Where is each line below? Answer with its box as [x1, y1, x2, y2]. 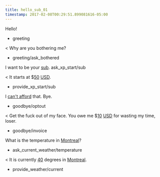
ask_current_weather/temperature [12, 147, 82, 153]
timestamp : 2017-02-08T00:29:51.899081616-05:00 [5, 12, 108, 17]
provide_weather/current [12, 166, 63, 172]
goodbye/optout [12, 103, 46, 109]
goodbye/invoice [12, 128, 47, 134]
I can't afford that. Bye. [5, 93, 52, 99]
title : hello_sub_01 [5, 7, 48, 12]
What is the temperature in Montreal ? [5, 137, 82, 143]
